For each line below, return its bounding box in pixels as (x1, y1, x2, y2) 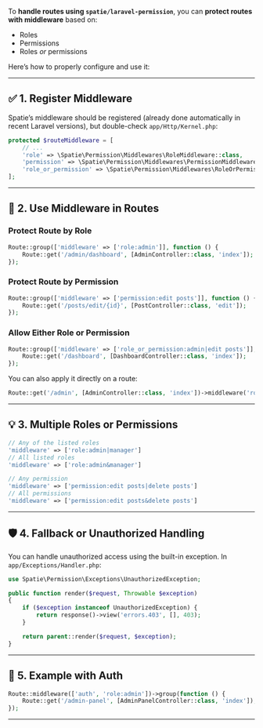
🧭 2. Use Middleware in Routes (8, 202, 160, 215)
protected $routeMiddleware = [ (8, 136, 113, 144)
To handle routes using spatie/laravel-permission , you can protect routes (8, 7, 253, 16)
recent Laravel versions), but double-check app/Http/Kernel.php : (8, 121, 218, 130)
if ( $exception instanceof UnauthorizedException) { (22, 604, 198, 612)
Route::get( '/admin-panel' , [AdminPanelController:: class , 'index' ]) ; (22, 697, 258, 705)
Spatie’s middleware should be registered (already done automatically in (8, 113, 241, 122)
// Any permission (8, 475, 68, 483)
